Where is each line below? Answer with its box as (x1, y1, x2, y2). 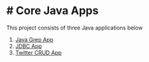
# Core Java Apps (6, 4, 99, 18)
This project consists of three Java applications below (6, 24, 143, 31)
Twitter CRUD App (15, 48, 62, 56)
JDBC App (15, 42, 42, 50)
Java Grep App (15, 36, 54, 43)
